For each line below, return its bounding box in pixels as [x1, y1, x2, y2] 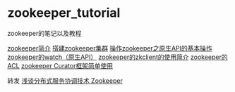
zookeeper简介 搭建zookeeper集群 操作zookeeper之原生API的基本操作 [7, 44, 213, 52]
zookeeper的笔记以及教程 [7, 29, 83, 37]
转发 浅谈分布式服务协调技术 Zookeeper [7, 76, 123, 85]
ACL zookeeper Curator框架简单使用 [7, 61, 113, 70]
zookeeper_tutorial [7, 5, 121, 21]
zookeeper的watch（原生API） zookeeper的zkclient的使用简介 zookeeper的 [7, 53, 228, 61]
